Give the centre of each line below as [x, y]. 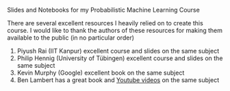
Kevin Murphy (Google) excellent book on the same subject [101, 73]
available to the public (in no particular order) [71, 38]
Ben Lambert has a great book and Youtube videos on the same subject [118, 80]
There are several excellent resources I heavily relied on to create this [105, 23]
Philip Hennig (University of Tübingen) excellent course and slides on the [120, 58]
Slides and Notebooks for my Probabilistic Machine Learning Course [103, 10]
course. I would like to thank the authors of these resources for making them [115, 30]
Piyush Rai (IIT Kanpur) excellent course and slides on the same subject [118, 51]
